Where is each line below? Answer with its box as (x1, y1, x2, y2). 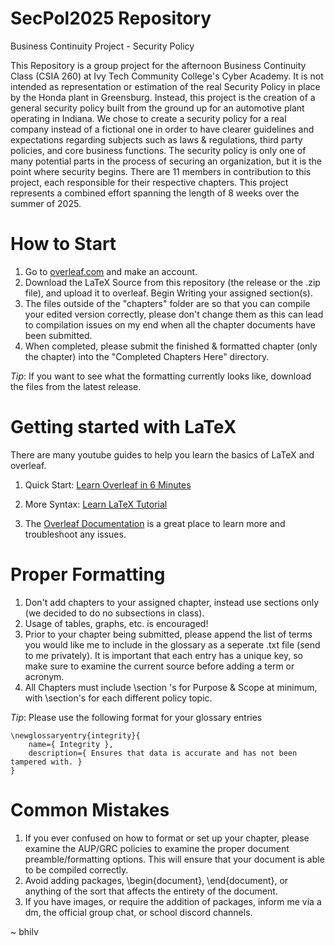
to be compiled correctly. (24, 863, 129, 876)
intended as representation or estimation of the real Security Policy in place (10, 80, 321, 92)
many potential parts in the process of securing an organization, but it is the (10, 155, 323, 167)
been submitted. (24, 329, 93, 341)
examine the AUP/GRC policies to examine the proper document (24, 842, 290, 854)
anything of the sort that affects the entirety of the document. (24, 885, 278, 897)
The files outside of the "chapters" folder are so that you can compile (24, 297, 311, 309)
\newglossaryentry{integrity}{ (10, 730, 141, 741)
